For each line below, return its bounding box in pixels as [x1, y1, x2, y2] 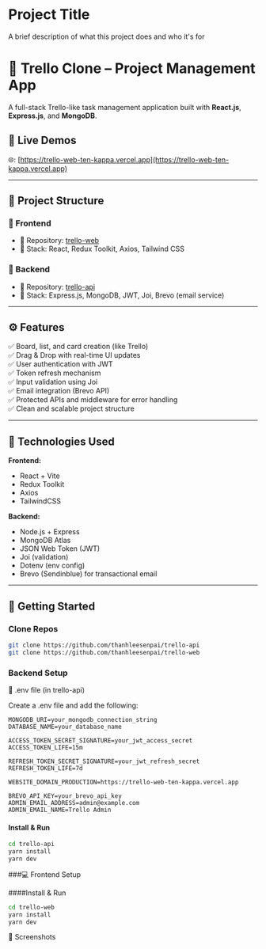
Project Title [8, 6, 90, 24]
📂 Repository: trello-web [19, 236, 100, 245]
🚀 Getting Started [8, 599, 96, 613]
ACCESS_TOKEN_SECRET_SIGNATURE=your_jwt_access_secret [8, 737, 193, 745]
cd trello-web [8, 903, 55, 911]
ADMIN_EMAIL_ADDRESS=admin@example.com [8, 799, 140, 807]
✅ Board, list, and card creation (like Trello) [8, 342, 149, 351]
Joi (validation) [19, 552, 69, 562]
